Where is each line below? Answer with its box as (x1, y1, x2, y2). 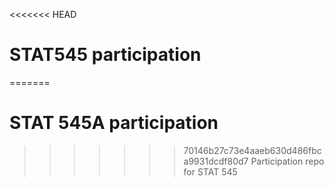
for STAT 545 (183, 165, 238, 178)
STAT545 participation (9, 44, 202, 66)
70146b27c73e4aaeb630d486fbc (183, 144, 322, 156)
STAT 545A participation (9, 112, 219, 134)
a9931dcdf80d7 (183, 155, 249, 167)
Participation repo (250, 155, 325, 167)
